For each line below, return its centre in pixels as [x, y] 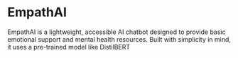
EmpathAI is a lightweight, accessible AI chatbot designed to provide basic [117, 32]
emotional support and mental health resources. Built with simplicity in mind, [119, 39]
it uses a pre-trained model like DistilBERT [69, 47]
